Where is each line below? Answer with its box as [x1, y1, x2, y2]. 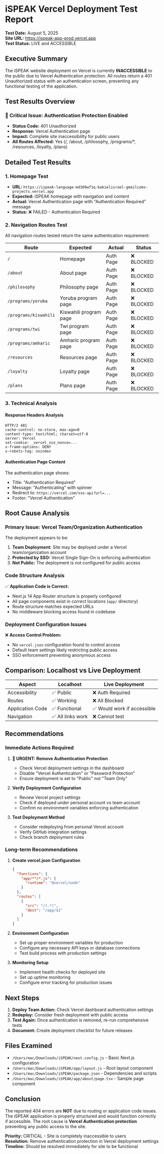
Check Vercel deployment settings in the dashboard [19, 765, 124, 771]
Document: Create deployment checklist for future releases [12, 1028, 133, 1034]
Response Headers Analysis [5, 412, 64, 418]
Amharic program [60, 337, 100, 344]
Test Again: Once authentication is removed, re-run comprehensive [12, 1017, 149, 1023]
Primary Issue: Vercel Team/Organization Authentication [5, 524, 143, 531]
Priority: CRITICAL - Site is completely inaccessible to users [5, 1133, 126, 1139]
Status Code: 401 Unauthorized [12, 123, 77, 129]
